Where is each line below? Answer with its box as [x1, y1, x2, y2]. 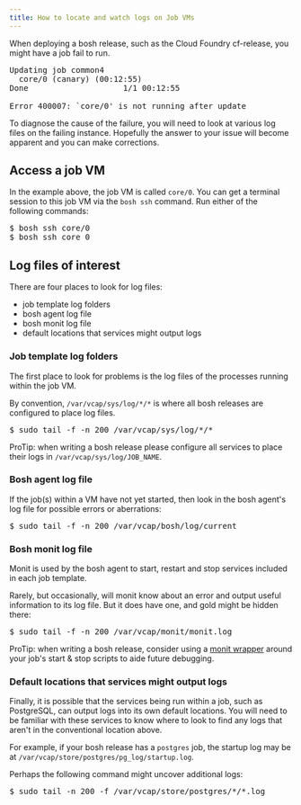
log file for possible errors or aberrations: [9, 503, 162, 514]
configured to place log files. [9, 407, 116, 418]
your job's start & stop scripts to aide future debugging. [9, 653, 215, 664]
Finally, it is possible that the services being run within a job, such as [9, 696, 263, 707]
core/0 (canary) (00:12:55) [18, 74, 143, 84]
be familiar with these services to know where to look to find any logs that [9, 715, 283, 726]
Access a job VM [9, 163, 106, 178]
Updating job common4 [9, 65, 105, 75]
